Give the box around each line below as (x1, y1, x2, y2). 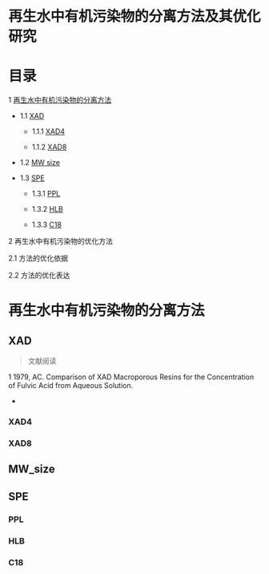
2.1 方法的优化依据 (8, 253, 68, 263)
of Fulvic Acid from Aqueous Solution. (8, 381, 134, 390)
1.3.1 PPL (31, 189, 61, 199)
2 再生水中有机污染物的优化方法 (8, 236, 114, 246)
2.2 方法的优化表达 (8, 270, 70, 281)
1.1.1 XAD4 (31, 127, 66, 136)
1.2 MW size (19, 158, 60, 168)
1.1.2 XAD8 (31, 142, 67, 152)
